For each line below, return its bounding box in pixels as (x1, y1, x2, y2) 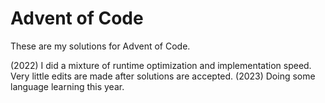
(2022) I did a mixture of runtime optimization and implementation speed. (10, 59, 312, 71)
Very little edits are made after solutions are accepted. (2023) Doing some (10, 70, 316, 82)
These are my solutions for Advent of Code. (10, 40, 191, 52)
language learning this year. (10, 80, 125, 92)
